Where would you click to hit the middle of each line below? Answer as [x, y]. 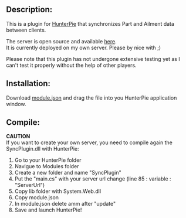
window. [16, 104]
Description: [29, 10]
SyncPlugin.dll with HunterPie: [43, 149]
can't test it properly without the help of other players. [71, 65]
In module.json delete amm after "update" [65, 204]
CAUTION [18, 137]
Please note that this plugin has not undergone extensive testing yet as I [93, 59]
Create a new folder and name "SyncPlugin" [68, 173]
